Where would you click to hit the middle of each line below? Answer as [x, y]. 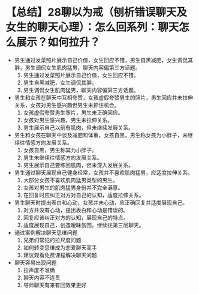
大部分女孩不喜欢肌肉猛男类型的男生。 [70, 180]
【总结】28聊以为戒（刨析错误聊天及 [96, 12]
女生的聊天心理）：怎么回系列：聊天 [92, 27]
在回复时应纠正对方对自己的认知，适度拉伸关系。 [84, 195]
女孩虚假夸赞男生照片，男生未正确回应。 [73, 112]
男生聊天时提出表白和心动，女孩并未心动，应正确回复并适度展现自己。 [101, 202]
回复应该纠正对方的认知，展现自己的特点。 [76, 217]
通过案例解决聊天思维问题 [46, 232]
